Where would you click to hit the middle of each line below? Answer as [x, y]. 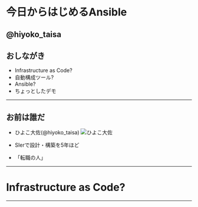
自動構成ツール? [34, 77]
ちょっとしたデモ [35, 91]
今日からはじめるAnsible [67, 12]
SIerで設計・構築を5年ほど [47, 145]
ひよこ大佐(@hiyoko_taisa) [47, 132]
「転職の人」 [30, 158]
